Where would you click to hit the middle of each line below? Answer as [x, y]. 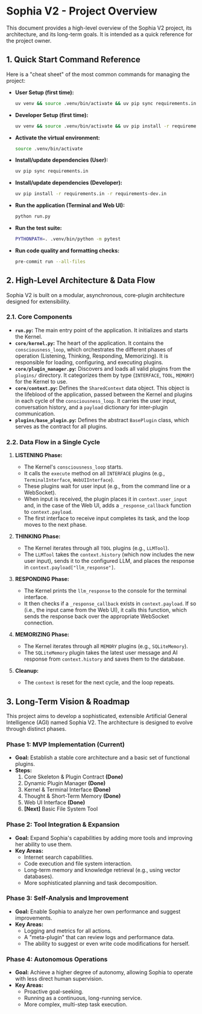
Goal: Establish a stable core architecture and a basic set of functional [102, 758]
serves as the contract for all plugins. [61, 426]
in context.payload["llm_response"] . [70, 567]
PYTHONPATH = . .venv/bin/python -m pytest [68, 239]
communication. [35, 413]
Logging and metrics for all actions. [68, 931]
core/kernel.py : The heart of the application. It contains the [89, 343]
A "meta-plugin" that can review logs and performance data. [99, 937]
